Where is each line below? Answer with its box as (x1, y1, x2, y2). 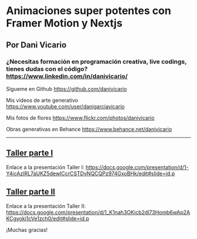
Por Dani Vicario (6, 40, 67, 50)
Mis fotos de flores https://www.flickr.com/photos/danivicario (6, 114, 155, 121)
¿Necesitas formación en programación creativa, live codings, (6, 57, 187, 66)
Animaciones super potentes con (6, 4, 171, 18)
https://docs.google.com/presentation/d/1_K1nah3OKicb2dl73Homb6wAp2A (6, 209, 191, 216)
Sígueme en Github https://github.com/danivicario (6, 85, 127, 92)
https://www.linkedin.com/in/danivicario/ (6, 72, 128, 80)
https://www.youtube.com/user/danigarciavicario (6, 103, 125, 110)
